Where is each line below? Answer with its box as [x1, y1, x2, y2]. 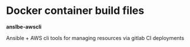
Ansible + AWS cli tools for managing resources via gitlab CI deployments [6, 34, 184, 41]
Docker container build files [6, 4, 145, 17]
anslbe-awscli [6, 23, 42, 30]
